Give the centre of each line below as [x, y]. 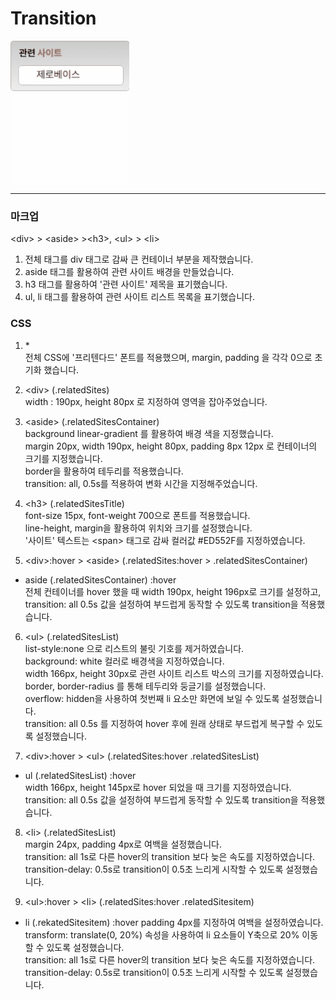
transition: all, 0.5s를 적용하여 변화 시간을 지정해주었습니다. [141, 483]
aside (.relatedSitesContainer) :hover [100, 579]
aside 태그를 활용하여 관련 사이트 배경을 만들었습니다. [129, 272]
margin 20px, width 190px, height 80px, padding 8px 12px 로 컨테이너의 [171, 446]
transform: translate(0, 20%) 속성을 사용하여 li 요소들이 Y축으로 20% [162, 934]
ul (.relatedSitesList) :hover [80, 775]
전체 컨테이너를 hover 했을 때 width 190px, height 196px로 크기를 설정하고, [173, 591]
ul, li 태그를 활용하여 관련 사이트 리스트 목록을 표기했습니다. [139, 297]
